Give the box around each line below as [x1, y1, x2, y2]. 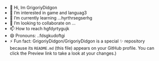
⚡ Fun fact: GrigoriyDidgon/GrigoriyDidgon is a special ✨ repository [9, 38, 145, 44]
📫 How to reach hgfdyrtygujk [9, 26, 70, 31]
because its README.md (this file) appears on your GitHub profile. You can [9, 45, 155, 51]
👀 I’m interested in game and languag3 [9, 10, 87, 16]
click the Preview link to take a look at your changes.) [9, 50, 117, 56]
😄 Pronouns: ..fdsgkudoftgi [9, 33, 65, 39]
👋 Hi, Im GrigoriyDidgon [9, 5, 57, 10]
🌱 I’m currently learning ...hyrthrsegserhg [9, 15, 92, 20]
